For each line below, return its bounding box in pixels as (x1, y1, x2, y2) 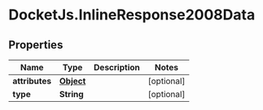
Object (59, 75, 86, 87)
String (59, 89, 84, 99)
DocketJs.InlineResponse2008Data (8, 6, 256, 24)
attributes (12, 75, 51, 87)
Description (93, 62, 140, 73)
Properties (8, 38, 64, 52)
